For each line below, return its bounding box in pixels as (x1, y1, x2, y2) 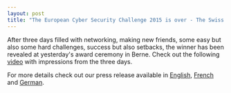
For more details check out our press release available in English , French (7, 70, 214, 79)
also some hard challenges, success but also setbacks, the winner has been (7, 43, 225, 51)
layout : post (7, 10, 45, 17)
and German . (7, 78, 45, 86)
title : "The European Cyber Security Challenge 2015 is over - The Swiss (7, 17, 225, 23)
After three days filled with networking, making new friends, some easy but (7, 35, 221, 43)
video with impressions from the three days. (7, 57, 133, 65)
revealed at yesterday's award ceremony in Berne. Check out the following (7, 50, 220, 59)
